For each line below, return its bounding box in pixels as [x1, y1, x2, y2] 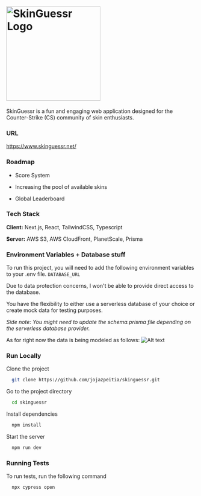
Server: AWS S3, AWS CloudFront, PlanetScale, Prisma [6, 235, 143, 243]
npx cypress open [11, 485, 55, 491]
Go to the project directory [6, 388, 72, 395]
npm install [11, 422, 42, 428]
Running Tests [6, 459, 49, 467]
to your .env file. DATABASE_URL [6, 270, 81, 278]
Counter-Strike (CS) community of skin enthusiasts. [6, 113, 134, 121]
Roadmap [6, 157, 35, 166]
